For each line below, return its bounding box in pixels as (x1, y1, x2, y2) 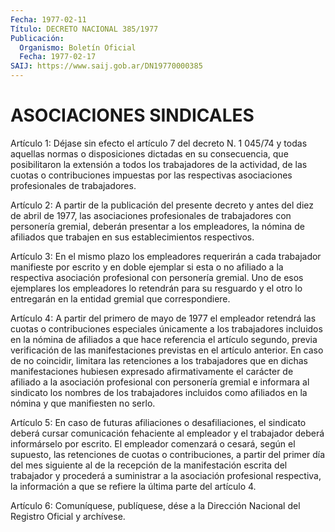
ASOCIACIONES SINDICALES (10, 104, 255, 127)
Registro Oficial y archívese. (10, 510, 126, 522)
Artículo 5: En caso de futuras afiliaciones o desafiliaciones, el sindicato (10, 416, 307, 428)
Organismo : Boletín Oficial (19, 42, 137, 53)
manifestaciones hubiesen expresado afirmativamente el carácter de (10, 365, 294, 377)
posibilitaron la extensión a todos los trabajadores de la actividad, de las (10, 158, 308, 170)
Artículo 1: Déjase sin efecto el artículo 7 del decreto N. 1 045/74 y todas (10, 137, 308, 149)
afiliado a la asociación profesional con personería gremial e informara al (10, 376, 310, 388)
